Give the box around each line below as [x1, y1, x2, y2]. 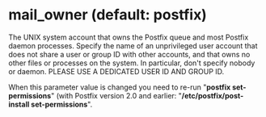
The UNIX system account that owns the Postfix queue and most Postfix [8, 32, 249, 42]
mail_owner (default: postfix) [8, 6, 208, 24]
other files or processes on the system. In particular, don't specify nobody [8, 58, 255, 68]
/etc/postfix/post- [181, 90, 244, 100]
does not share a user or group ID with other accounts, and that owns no [8, 49, 251, 59]
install [8, 99, 30, 109]
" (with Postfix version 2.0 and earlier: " [51, 90, 182, 100]
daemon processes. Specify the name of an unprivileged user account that [8, 40, 258, 50]
